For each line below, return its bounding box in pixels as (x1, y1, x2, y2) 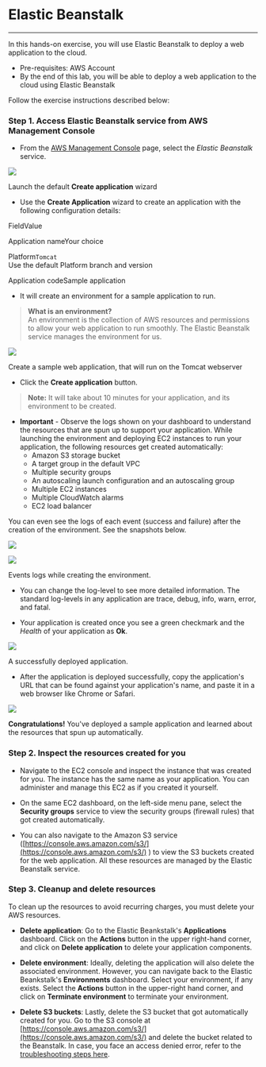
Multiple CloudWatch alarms (31, 493, 124, 502)
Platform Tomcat (8, 252, 58, 261)
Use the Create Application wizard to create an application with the (19, 197, 241, 207)
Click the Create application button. (19, 377, 138, 387)
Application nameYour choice (8, 237, 104, 246)
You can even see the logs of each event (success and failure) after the (8, 516, 241, 526)
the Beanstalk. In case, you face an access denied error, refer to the (19, 1041, 241, 1050)
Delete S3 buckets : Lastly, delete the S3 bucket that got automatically (19, 1007, 249, 1016)
